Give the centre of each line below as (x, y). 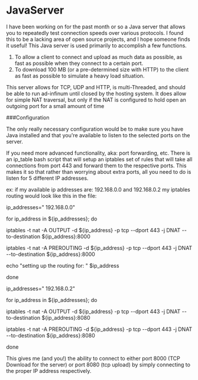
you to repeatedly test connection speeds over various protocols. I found (95, 33)
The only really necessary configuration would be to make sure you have (95, 129)
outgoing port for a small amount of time (55, 106)
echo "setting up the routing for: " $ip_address (63, 265)
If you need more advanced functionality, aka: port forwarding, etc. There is (98, 153)
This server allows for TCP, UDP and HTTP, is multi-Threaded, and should (96, 87)
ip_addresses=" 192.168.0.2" (41, 288)
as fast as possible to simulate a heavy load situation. (79, 76)
